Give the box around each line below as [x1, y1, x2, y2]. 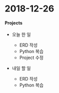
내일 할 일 [11, 65, 31, 71]
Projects [4, 19, 23, 25]
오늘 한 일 [11, 31, 31, 37]
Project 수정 [19, 54, 43, 60]
